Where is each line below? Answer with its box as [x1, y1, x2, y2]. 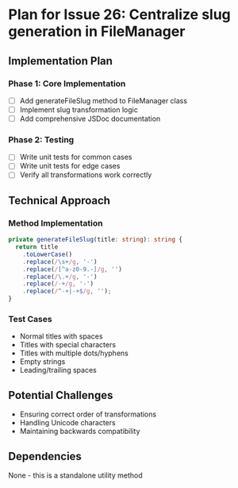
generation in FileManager [8, 22, 186, 41]
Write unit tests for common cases [19, 153, 132, 162]
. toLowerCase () [22, 250, 73, 258]
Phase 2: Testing [8, 134, 75, 145]
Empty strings [19, 357, 66, 366]
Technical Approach [8, 193, 111, 207]
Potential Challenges [8, 388, 113, 402]
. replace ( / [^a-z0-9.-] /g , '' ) [22, 265, 123, 273]
